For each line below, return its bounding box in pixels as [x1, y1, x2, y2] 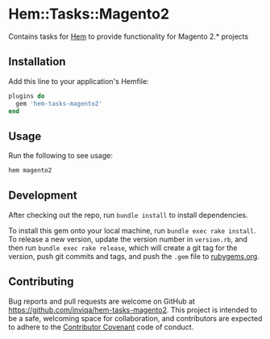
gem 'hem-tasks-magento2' [15, 99, 103, 107]
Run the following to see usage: [8, 151, 113, 161]
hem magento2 [8, 166, 52, 174]
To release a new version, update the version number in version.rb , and [8, 234, 248, 244]
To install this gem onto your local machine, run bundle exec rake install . [8, 225, 256, 235]
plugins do [8, 92, 45, 100]
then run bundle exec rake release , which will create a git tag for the [8, 243, 238, 253]
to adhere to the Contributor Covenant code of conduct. [8, 322, 194, 332]
